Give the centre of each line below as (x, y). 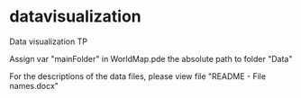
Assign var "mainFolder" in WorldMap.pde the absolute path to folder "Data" (151, 58)
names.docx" (34, 85)
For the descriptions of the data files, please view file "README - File (138, 76)
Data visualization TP (49, 41)
